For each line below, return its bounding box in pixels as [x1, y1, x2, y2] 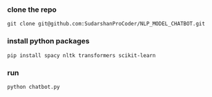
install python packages [7, 36, 90, 46]
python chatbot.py [7, 83, 60, 90]
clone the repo [7, 5, 57, 14]
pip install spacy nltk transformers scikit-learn [7, 52, 156, 59]
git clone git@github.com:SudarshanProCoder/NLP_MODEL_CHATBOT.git [7, 21, 206, 28]
